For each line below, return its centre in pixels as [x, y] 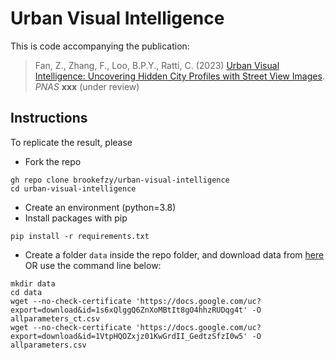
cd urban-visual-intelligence [73, 188]
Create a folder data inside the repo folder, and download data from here [174, 254]
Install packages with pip [76, 218]
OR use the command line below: [93, 265]
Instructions [49, 118]
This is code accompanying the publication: [100, 46]
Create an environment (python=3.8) [100, 207]
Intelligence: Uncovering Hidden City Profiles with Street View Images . [179, 76]
